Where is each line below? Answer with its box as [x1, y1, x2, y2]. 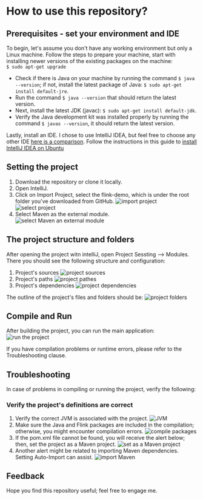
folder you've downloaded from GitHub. [15, 197, 115, 205]
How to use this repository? [6, 4, 148, 18]
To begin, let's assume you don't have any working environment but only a [6, 44, 193, 52]
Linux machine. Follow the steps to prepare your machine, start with [6, 51, 176, 58]
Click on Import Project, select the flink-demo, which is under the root [15, 191, 190, 198]
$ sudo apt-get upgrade [6, 64, 67, 70]
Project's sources [15, 269, 59, 276]
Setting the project [6, 162, 79, 173]
